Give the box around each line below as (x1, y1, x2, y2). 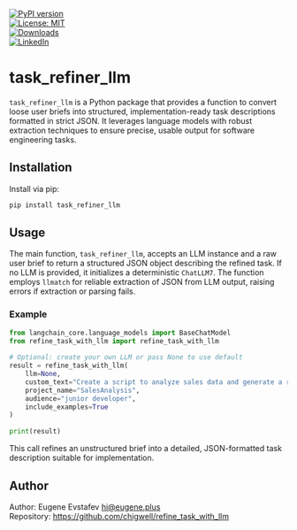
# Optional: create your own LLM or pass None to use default (9, 353, 243, 362)
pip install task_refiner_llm (9, 200, 121, 210)
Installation (9, 160, 72, 175)
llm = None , (25, 370, 62, 379)
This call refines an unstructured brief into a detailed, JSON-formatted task (9, 443, 283, 454)
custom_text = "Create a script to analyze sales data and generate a (25, 377, 283, 387)
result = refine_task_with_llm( (9, 361, 128, 371)
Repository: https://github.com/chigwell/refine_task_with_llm (9, 511, 230, 521)
